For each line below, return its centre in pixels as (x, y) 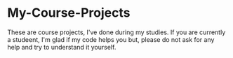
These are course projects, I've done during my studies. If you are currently (116, 32)
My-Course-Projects (69, 13)
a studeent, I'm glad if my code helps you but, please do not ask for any (111, 39)
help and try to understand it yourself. (62, 47)
